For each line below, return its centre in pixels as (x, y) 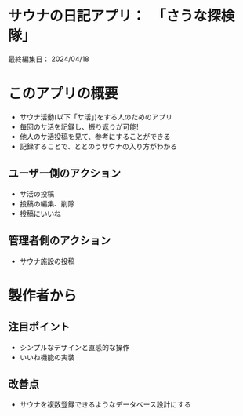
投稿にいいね (40, 213)
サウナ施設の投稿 (47, 261)
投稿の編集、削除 (47, 203)
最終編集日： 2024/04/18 (49, 59)
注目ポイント (39, 327)
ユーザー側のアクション (65, 173)
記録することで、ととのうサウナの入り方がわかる (98, 146)
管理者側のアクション (60, 241)
